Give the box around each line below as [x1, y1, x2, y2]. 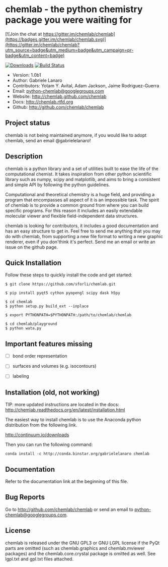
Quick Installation [5, 258, 62, 267]
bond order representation [12, 353, 67, 359]
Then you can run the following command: [5, 441, 93, 447]
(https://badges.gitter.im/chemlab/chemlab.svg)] [5, 36, 107, 42]
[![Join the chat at [5, 31, 42, 37]
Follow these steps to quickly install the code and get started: [5, 272, 132, 278]
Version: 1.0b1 [12, 72, 41, 78]
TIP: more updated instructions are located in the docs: [5, 402, 119, 408]
